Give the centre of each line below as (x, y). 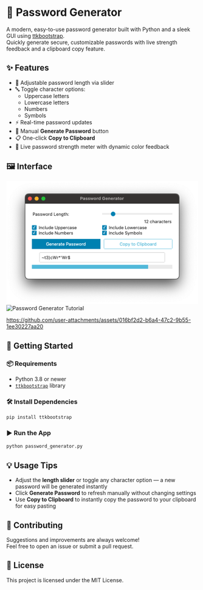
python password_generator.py (45, 446)
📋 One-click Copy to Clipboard (55, 138)
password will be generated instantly (61, 486)
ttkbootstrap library (40, 385)
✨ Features (28, 68)
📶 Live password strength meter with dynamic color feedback (92, 146)
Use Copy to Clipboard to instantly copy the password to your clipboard (105, 500)
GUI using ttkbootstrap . (36, 35)
